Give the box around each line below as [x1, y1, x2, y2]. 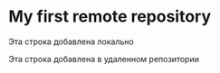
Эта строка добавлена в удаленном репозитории [8, 53, 200, 64]
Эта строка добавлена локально [8, 36, 135, 47]
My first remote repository [8, 6, 212, 27]
